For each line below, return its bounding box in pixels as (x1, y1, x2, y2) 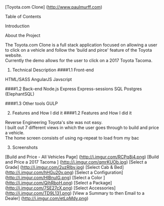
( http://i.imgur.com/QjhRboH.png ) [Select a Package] (5, 180, 112, 185)
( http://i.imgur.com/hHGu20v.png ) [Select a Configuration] (5, 169, 123, 175)
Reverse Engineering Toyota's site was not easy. (5, 120, 103, 125)
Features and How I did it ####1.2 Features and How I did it (12, 110, 132, 116)
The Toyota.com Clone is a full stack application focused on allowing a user (5, 42, 158, 48)
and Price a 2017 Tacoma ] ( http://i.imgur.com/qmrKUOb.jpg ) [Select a (5, 159, 147, 165)
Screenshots (12, 144, 38, 150)
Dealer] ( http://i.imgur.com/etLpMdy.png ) (5, 195, 89, 201)
